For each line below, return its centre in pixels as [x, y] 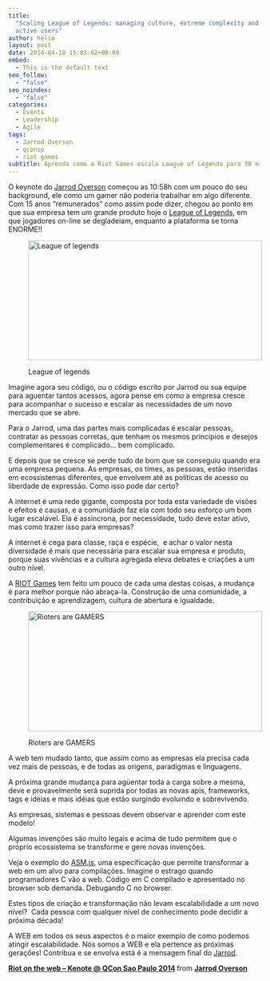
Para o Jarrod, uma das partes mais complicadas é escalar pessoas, [121, 428]
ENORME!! [25, 229]
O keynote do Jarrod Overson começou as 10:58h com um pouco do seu [128, 187]
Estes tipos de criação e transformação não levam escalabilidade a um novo [134, 904]
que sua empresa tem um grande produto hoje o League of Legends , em [128, 212]
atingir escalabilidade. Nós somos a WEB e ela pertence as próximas [121, 944]
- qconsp [30, 149]
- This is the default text [62, 68]
